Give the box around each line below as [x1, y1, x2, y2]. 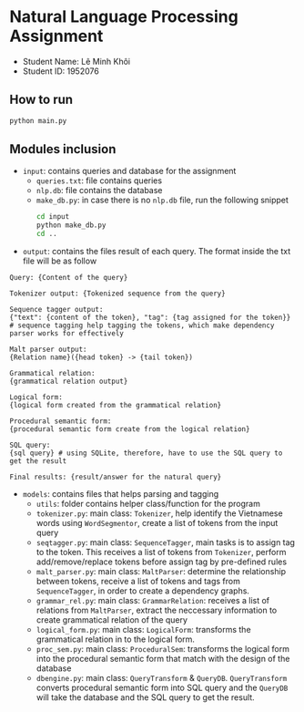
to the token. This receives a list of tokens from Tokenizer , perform [35, 547, 287, 558]
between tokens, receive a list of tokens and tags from [35, 576, 241, 587]
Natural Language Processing [9, 6, 238, 27]
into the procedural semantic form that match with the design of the [35, 654, 290, 665]
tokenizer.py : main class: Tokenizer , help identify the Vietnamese [35, 508, 284, 519]
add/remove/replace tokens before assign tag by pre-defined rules [35, 556, 288, 567]
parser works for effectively [9, 329, 125, 338]
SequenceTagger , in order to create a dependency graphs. [35, 585, 250, 596]
